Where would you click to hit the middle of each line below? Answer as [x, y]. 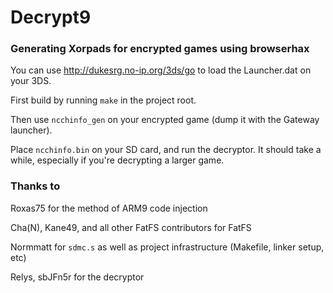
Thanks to [35, 186]
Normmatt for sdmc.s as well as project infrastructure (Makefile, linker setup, [167, 247]
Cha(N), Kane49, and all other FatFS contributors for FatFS [131, 227]
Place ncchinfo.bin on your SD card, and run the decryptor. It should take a [166, 150]
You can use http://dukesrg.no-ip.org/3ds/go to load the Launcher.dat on [161, 70]
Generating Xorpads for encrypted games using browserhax [160, 49]
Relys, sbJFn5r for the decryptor [77, 277]
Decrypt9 [51, 17]
